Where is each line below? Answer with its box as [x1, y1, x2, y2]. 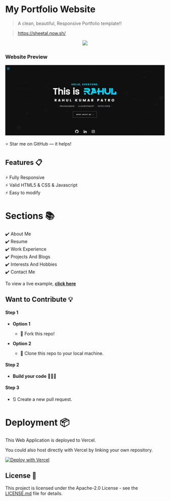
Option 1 [12, 320, 30, 327]
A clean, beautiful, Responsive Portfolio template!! [17, 20, 122, 26]
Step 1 [5, 309, 19, 315]
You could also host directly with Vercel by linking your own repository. [5, 447, 153, 453]
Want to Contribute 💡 [5, 295, 73, 304]
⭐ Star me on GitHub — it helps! [5, 141, 72, 147]
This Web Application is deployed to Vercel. [5, 437, 96, 443]
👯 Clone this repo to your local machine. [20, 350, 104, 356]
